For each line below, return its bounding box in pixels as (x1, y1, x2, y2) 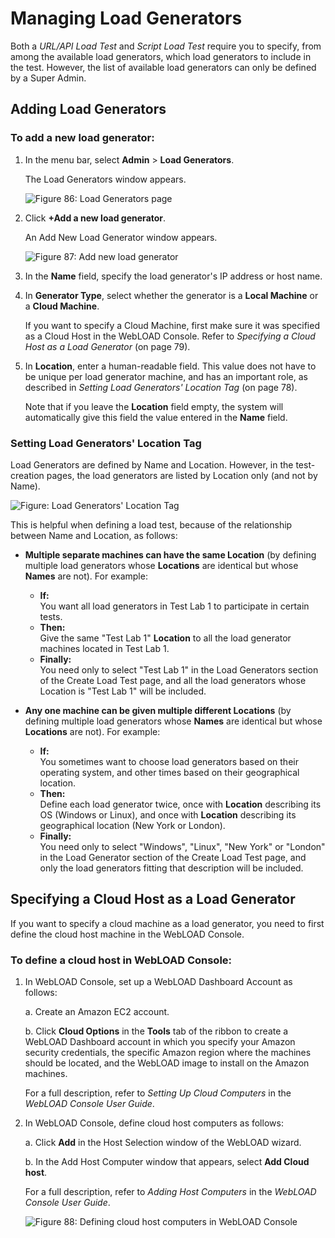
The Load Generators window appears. (24, 173, 187, 185)
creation (10, 469, 45, 481)
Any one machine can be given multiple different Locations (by (24, 704, 292, 716)
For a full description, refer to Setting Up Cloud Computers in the (24, 1087, 292, 1099)
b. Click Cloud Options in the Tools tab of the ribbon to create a (24, 1025, 289, 1037)
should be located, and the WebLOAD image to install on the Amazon (24, 1057, 310, 1069)
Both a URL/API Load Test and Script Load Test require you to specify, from (10, 40, 322, 52)
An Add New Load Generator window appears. (24, 231, 218, 243)
